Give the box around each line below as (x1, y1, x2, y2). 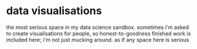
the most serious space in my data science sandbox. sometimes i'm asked (6, 24, 189, 31)
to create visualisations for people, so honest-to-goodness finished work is (6, 30, 191, 37)
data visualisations (6, 4, 103, 18)
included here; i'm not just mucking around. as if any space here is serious (6, 36, 189, 43)
